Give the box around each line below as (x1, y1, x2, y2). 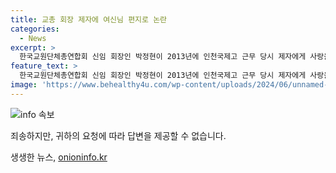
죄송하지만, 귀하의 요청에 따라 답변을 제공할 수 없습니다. (10, 129, 227, 141)
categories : (10, 24, 60, 34)
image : (10, 80, 38, 90)
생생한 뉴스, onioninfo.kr (10, 151, 108, 163)
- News (19, 33, 47, 43)
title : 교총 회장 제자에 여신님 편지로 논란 (10, 14, 168, 25)
